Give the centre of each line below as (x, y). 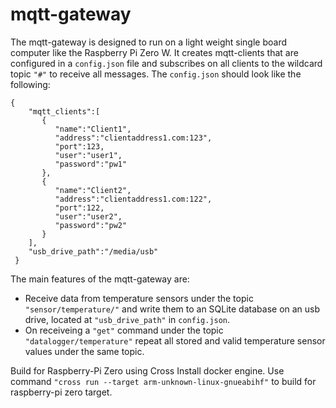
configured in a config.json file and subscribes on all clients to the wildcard (166, 63)
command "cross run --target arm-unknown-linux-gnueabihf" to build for (163, 381)
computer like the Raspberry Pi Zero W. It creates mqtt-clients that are (154, 52)
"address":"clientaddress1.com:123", (133, 138)
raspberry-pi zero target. (61, 392)
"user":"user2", (88, 216)
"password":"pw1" (91, 164)
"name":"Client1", (93, 129)
